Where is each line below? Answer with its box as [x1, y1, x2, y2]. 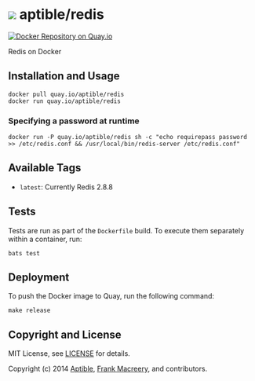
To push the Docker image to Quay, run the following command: [8, 291, 214, 301]
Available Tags [8, 161, 82, 174]
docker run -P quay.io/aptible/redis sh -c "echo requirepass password [8, 134, 247, 141]
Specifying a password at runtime [8, 115, 140, 126]
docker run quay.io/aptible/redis [8, 97, 122, 105]
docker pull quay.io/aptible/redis [8, 90, 125, 98]
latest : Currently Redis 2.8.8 [19, 182, 114, 192]
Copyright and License [8, 328, 122, 341]
